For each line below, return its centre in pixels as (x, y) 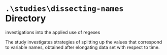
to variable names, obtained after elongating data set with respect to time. (82, 47)
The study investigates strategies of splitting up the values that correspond (84, 42)
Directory (26, 18)
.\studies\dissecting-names (64, 9)
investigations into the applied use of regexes (53, 32)
